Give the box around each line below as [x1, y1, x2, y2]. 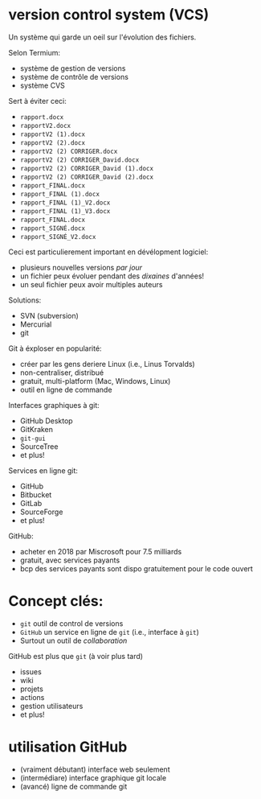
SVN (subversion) [19, 311, 79, 320]
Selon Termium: [8, 47, 60, 57]
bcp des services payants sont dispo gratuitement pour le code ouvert [19, 563, 253, 573]
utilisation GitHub [8, 738, 128, 756]
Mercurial [19, 319, 52, 329]
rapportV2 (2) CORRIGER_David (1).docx [19, 164, 154, 172]
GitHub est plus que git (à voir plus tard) [8, 651, 143, 661]
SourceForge [19, 507, 63, 517]
